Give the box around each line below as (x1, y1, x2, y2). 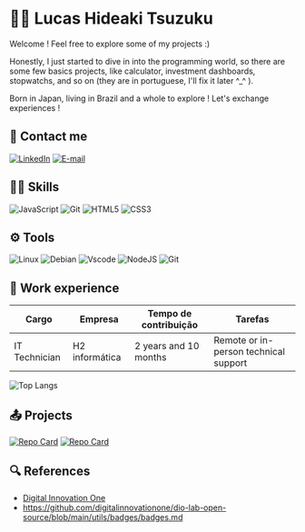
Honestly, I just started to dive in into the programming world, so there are (9, 55, 286, 66)
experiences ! (9, 102, 61, 113)
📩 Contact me (9, 129, 88, 145)
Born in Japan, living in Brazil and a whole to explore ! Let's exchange (9, 93, 270, 104)
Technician (14, 351, 61, 364)
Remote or (212, 334, 259, 346)
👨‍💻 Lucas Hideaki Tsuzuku (9, 8, 213, 29)
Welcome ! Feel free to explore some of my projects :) (9, 38, 211, 49)
